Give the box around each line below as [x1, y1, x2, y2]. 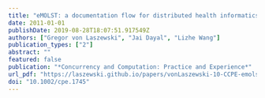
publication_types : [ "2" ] [8, 41, 93, 49]
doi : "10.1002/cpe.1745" [8, 77, 90, 85]
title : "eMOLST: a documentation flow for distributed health [8, 11, 217, 20]
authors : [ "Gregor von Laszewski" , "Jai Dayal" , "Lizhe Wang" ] [8, 33, 221, 42]
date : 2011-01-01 [8, 19, 65, 27]
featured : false [8, 56, 62, 64]
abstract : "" [8, 48, 51, 56]
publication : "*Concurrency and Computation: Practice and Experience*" [8, 63, 252, 71]
